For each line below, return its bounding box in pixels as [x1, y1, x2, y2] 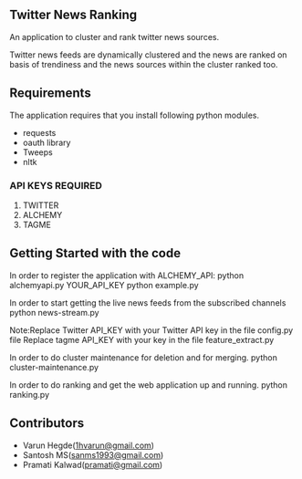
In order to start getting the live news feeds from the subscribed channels [9, 297, 286, 308]
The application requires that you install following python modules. [9, 109, 260, 120]
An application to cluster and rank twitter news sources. [9, 31, 220, 42]
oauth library [22, 137, 71, 148]
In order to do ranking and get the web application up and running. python [9, 379, 288, 390]
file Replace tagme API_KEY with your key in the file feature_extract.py [9, 334, 275, 345]
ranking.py [9, 389, 50, 400]
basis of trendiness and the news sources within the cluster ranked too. [9, 58, 278, 69]
